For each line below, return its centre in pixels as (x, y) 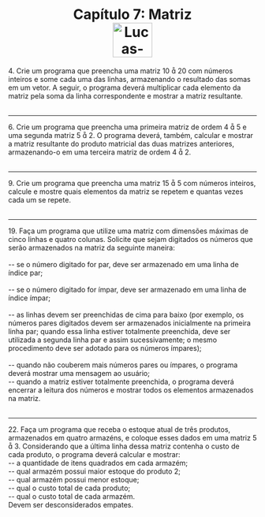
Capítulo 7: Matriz (132, 15)
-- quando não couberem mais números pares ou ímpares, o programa (123, 365)
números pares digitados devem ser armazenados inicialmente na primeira (129, 323)
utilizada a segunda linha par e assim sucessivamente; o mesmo (113, 340)
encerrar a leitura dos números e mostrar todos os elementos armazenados (131, 390)
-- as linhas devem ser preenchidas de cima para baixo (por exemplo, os (126, 314)
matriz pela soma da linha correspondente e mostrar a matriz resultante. (125, 95)
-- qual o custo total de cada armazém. (72, 496)
